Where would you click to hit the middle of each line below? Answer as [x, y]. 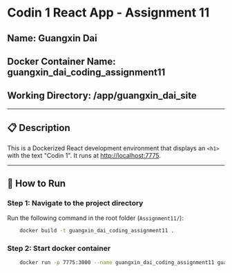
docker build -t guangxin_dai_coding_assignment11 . [97, 231]
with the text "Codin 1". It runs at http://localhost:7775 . [84, 155]
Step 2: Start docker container [59, 248]
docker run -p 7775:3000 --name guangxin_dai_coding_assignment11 [117, 263]
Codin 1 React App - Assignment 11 [108, 13]
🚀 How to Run [37, 183]
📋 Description [39, 128]
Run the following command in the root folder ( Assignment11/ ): [96, 218]
